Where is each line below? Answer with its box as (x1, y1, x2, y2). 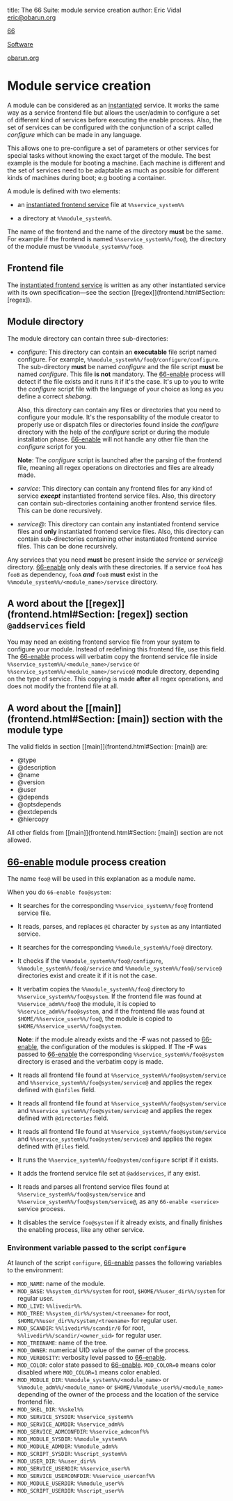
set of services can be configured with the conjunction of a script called (7, 123, 214, 131)
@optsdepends (17, 800, 61, 809)
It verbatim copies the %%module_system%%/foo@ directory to (17, 985, 186, 993)
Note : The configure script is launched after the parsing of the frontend (17, 455, 223, 464)
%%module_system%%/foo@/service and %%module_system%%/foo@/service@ (17, 964, 223, 972)
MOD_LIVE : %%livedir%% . (17, 1301, 82, 1310)
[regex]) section (117, 608, 188, 620)
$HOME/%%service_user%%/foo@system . (17, 1022, 123, 1030)
